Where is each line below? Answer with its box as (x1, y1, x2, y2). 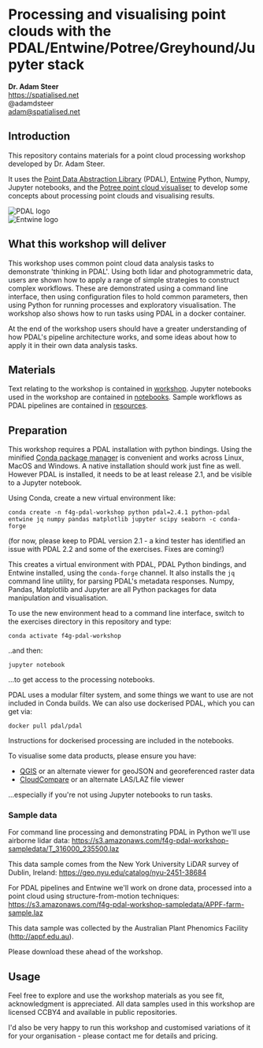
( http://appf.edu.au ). (8, 931, 74, 942)
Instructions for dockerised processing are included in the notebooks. (8, 736, 235, 746)
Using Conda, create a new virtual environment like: (8, 494, 176, 503)
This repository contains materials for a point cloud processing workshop (8, 150, 246, 160)
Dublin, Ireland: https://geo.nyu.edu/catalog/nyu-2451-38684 (8, 868, 207, 877)
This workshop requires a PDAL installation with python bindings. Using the (8, 445, 252, 454)
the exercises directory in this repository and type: (8, 617, 172, 627)
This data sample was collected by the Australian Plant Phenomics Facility (8, 924, 249, 933)
